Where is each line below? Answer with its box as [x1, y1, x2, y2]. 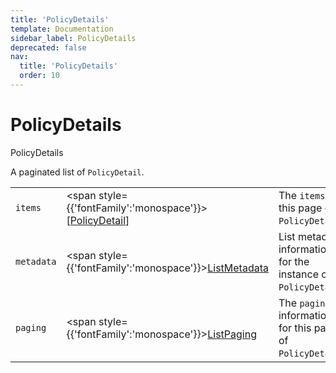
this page [278, 201, 323, 215]
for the [278, 254, 310, 268]
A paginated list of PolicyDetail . [10, 166, 145, 178]
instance [278, 267, 319, 281]
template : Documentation [10, 24, 114, 34]
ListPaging [207, 327, 257, 341]
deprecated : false [10, 42, 87, 53]
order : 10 [19, 71, 60, 81]
